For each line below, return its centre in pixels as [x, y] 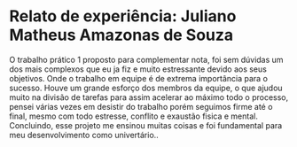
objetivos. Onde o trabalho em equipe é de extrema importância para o [139, 78]
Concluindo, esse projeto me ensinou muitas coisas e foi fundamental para [146, 125]
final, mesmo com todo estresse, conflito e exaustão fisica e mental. [134, 116]
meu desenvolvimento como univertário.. [84, 135]
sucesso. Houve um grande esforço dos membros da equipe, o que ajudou [146, 88]
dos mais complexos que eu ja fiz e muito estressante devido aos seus [138, 69]
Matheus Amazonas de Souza [121, 35]
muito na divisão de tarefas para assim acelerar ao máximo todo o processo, [149, 97]
